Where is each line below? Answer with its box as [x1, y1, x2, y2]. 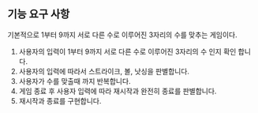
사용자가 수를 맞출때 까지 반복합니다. [18, 76, 131, 85]
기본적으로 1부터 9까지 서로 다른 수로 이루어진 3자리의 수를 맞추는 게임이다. [7, 30, 237, 40]
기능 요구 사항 [7, 7, 70, 21]
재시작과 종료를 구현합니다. [18, 96, 102, 105]
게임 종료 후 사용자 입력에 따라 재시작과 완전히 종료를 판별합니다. [18, 86, 217, 96]
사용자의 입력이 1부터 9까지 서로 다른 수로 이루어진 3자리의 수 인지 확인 [18, 47, 237, 56]
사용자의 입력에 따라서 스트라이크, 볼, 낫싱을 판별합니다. [18, 66, 190, 76]
